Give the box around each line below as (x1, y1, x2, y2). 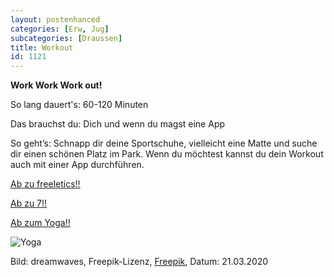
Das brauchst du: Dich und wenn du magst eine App (10, 118, 226, 130)
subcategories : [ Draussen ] (10, 33, 123, 43)
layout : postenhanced (10, 14, 101, 25)
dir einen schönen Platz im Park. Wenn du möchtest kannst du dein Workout (10, 148, 324, 160)
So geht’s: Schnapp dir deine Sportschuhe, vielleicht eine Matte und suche (10, 137, 318, 150)
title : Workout (10, 42, 74, 53)
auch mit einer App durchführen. (10, 159, 145, 171)
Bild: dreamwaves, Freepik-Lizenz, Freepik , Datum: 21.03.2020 (10, 256, 269, 268)
